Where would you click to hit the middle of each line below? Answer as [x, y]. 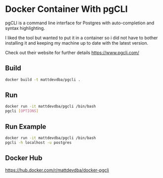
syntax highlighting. [25, 28]
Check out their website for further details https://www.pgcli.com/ [72, 53]
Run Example [26, 127]
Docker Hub [24, 158]
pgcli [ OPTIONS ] [22, 111]
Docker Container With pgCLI [66, 9]
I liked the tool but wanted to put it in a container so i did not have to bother [81, 38]
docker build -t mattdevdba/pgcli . [43, 80]
